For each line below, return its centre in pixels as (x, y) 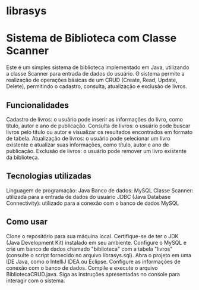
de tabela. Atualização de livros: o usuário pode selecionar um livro (88, 138)
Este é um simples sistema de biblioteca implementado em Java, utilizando (98, 67)
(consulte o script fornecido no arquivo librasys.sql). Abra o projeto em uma (99, 255)
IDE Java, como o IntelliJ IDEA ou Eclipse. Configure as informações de (94, 261)
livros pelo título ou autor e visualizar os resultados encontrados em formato (99, 132)
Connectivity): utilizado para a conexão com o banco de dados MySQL (93, 203)
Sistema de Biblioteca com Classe (91, 38)
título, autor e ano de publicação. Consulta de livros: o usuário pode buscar (98, 126)
